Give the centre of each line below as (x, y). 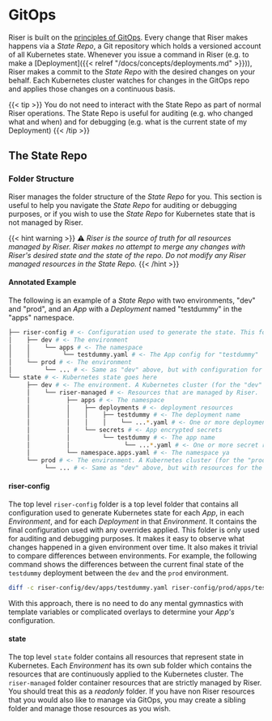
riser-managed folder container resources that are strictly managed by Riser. (135, 682)
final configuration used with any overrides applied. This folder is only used (134, 530)
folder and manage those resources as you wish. (90, 708)
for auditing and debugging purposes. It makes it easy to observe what (127, 538)
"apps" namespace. (42, 317)
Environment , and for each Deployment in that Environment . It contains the (133, 521)
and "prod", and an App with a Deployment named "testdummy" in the (125, 308)
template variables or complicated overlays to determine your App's (121, 612)
